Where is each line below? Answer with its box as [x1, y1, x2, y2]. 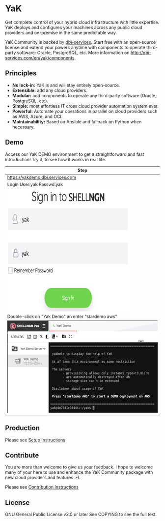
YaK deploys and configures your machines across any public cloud [5, 24, 142, 30]
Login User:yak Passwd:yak [7, 181, 63, 187]
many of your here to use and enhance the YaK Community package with [5, 469, 153, 475]
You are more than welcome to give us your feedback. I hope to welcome [5, 464, 153, 470]
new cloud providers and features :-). [5, 475, 81, 481]
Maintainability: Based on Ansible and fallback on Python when [12, 118, 142, 124]
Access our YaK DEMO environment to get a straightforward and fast [5, 151, 144, 157]
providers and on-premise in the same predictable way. [5, 29, 117, 35]
